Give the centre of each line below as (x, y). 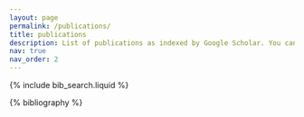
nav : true (28, 51)
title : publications (48, 34)
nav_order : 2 (34, 59)
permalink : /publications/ (60, 26)
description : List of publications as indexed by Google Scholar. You (145, 43)
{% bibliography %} (46, 103)
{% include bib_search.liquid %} (69, 85)
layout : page (34, 18)
